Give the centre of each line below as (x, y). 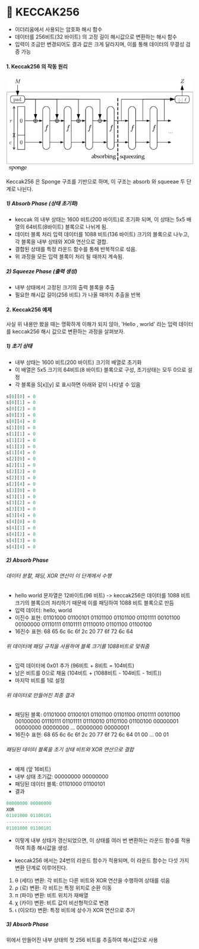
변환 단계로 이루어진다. (41, 868)
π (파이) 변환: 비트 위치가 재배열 (51, 896)
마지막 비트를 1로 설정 (40, 681)
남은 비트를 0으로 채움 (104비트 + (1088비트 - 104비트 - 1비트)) (88, 673)
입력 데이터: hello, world (43, 610)
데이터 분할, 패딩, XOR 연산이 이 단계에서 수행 (59, 576)
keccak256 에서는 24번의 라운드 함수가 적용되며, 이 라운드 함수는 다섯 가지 (102, 861)
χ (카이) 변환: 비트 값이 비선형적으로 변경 (61, 903)
